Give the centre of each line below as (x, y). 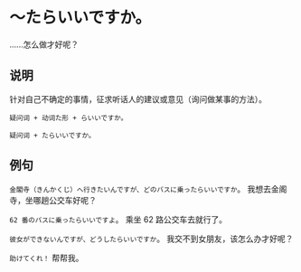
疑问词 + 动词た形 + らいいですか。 (69, 117)
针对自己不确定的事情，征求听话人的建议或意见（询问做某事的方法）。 (138, 98)
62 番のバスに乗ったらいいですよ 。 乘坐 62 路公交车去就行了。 (118, 219)
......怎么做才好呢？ (44, 44)
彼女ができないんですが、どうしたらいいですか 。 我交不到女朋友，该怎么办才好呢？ (151, 239)
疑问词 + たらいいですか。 (52, 136)
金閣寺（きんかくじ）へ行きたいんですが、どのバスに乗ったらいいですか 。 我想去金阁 (148, 189)
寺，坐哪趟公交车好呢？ (53, 200)
